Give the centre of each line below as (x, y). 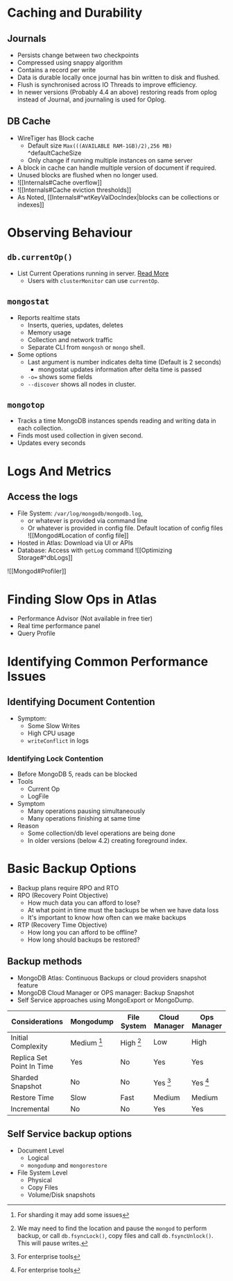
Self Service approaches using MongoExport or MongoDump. (105, 1000)
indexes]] (31, 204)
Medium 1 (86, 1042)
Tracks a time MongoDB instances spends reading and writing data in (116, 421)
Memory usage (49, 332)
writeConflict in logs (58, 741)
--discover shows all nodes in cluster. (82, 384)
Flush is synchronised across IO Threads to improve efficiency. (107, 84)
